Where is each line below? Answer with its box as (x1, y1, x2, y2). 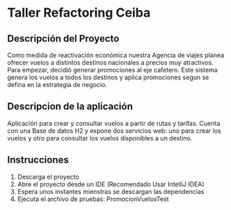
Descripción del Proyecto (7, 33, 120, 45)
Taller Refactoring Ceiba (7, 5, 151, 21)
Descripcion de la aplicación (7, 101, 133, 113)
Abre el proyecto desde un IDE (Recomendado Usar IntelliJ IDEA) (17, 179, 204, 188)
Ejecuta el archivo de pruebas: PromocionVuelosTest (17, 195, 170, 203)
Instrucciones (7, 154, 69, 166)
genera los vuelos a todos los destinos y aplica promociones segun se (7, 73, 209, 81)
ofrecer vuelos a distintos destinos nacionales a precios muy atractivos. (7, 58, 214, 67)
